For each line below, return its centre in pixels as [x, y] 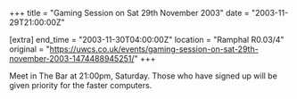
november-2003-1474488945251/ [72, 58]
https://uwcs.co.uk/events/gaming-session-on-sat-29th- [154, 49]
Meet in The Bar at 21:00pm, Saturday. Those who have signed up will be [144, 76]
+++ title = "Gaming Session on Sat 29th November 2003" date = [129, 13]
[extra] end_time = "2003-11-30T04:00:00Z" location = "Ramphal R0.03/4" [147, 40]
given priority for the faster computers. [81, 85]
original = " [30, 49]
